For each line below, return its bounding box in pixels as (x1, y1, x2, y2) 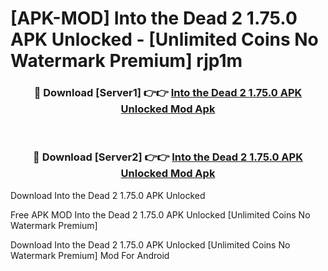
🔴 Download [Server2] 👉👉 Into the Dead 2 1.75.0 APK (33, 150, 303, 164)
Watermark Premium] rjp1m (10, 50, 243, 72)
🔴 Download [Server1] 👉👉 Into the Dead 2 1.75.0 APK (33, 86, 303, 100)
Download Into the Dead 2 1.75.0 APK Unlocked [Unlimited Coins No (10, 238, 291, 251)
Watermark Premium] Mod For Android (10, 249, 170, 261)
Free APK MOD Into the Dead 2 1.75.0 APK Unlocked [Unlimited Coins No (10, 208, 311, 221)
